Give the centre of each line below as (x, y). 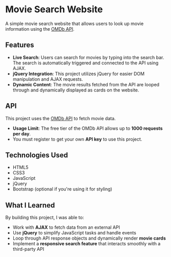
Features (20, 45)
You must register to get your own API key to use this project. (77, 139)
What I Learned (30, 205)
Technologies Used (36, 155)
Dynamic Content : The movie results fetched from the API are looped (86, 84)
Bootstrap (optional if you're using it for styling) (62, 189)
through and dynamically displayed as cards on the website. (76, 90)
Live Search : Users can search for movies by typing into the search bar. (88, 57)
